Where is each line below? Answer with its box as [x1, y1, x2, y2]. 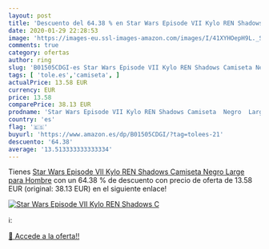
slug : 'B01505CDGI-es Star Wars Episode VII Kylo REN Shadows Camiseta [8, 64, 252, 72]
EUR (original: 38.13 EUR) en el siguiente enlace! [8, 184, 167, 194]
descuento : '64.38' [8, 137, 74, 146]
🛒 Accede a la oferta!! [8, 231, 80, 241]
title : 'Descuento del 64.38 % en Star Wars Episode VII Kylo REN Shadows [8, 19, 263, 27]
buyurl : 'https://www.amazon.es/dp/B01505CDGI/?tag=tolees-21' [8, 130, 224, 138]
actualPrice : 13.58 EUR [8, 78, 88, 86]
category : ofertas [8, 49, 70, 57]
